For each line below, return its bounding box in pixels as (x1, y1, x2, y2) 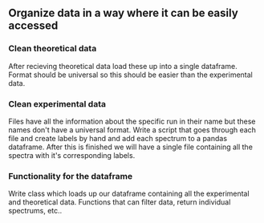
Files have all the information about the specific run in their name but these (8, 116, 256, 126)
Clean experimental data (8, 98, 107, 109)
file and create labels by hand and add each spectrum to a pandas (8, 133, 227, 143)
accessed (8, 19, 59, 33)
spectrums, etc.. (8, 206, 63, 216)
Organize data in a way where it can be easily (8, 6, 238, 20)
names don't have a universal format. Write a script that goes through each (8, 124, 257, 135)
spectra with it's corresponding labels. (8, 150, 136, 160)
